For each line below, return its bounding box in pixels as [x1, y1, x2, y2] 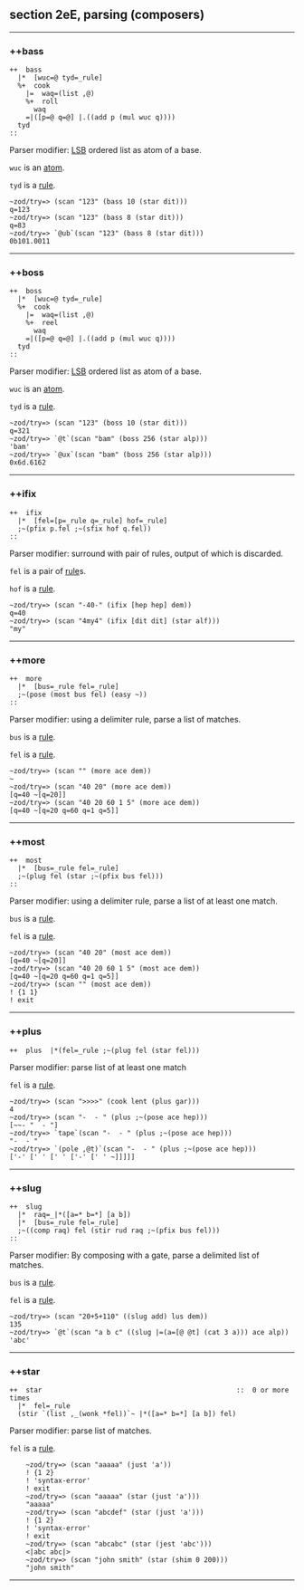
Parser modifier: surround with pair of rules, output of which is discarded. [9, 548, 283, 559]
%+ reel [25, 319, 59, 328]
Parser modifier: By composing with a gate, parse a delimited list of [9, 1250, 260, 1260]
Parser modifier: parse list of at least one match [9, 1061, 187, 1072]
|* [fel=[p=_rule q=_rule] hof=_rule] [17, 516, 168, 525]
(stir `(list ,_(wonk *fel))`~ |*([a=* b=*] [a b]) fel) [17, 1410, 237, 1419]
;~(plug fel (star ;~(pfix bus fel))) [17, 872, 165, 881]
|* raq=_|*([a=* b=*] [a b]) [17, 1210, 131, 1219]
